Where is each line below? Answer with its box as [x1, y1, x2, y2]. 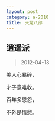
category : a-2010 [6, 14, 49, 20]
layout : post [6, 8, 38, 15]
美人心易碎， [6, 71, 37, 79]
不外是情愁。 [6, 109, 37, 116]
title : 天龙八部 [6, 19, 43, 25]
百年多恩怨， [6, 96, 37, 103]
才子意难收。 [6, 84, 37, 91]
